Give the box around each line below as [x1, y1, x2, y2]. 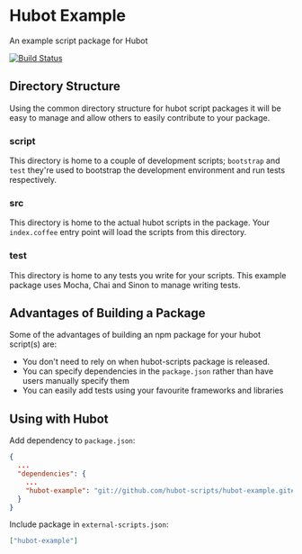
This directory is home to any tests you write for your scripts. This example [9, 269, 287, 280]
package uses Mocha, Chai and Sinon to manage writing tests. [9, 279, 241, 290]
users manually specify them [22, 376, 130, 386]
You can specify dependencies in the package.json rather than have [22, 366, 274, 377]
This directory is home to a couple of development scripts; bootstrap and [9, 155, 280, 167]
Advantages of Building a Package [9, 305, 206, 321]
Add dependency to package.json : [9, 435, 136, 446]
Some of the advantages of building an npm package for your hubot [9, 330, 262, 341]
